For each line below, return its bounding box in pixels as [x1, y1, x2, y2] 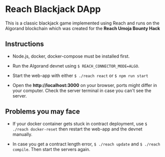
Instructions [5, 40, 44, 48]
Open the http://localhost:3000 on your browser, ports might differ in [12, 82, 157, 88]
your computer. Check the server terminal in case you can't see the [12, 87, 151, 93]
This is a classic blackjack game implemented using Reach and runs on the [5, 20, 160, 26]
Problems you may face [5, 107, 80, 116]
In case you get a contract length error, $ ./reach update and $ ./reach [12, 141, 160, 147]
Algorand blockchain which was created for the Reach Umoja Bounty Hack [5, 25, 160, 31]
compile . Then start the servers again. [12, 146, 90, 152]
